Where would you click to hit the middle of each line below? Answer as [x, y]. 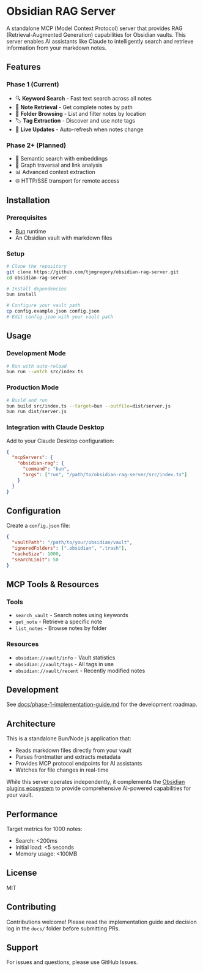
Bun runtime [31, 231]
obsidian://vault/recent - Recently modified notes [80, 670]
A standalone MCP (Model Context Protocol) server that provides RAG [94, 28]
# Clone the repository [37, 266]
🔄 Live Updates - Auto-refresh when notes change [79, 129]
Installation [28, 200]
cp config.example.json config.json [53, 311]
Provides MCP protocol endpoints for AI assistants [79, 764]
